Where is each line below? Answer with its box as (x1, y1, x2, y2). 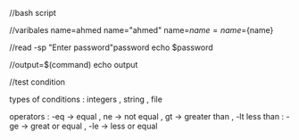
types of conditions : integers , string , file (9, 94, 163, 104)
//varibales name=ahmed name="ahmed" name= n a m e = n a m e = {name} (9, 25, 274, 35)
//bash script (9, 8, 56, 18)
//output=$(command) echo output (9, 60, 138, 70)
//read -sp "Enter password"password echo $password (9, 42, 214, 53)
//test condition (9, 77, 65, 87)
